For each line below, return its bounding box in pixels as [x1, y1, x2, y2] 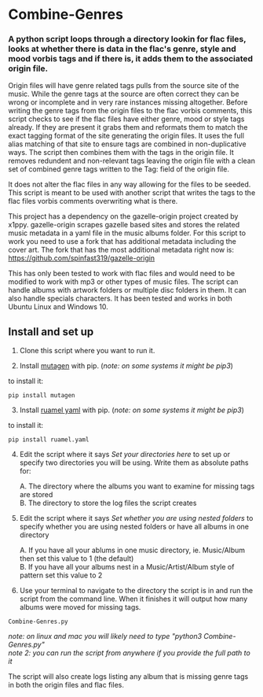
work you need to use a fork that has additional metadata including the [8, 237, 237, 246]
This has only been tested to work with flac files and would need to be [8, 269, 236, 278]
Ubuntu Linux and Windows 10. [8, 302, 108, 312]
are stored [19, 490, 53, 500]
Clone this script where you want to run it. [19, 346, 155, 356]
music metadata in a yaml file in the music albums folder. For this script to [8, 228, 246, 238]
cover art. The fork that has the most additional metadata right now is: [8, 245, 234, 255]
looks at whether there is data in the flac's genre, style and [8, 43, 237, 54]
